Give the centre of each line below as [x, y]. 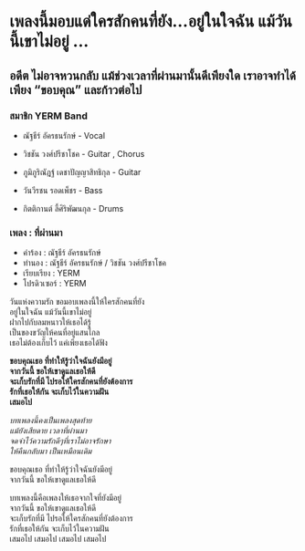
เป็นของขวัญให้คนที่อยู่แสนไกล [55, 333]
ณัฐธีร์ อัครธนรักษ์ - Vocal [64, 135]
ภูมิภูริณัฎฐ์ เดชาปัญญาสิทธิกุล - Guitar [82, 172]
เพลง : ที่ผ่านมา [36, 233]
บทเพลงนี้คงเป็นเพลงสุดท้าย [51, 421]
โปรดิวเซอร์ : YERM [54, 284]
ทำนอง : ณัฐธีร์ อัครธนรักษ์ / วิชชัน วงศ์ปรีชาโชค [95, 263]
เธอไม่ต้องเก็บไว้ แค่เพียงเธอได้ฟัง [58, 343]
